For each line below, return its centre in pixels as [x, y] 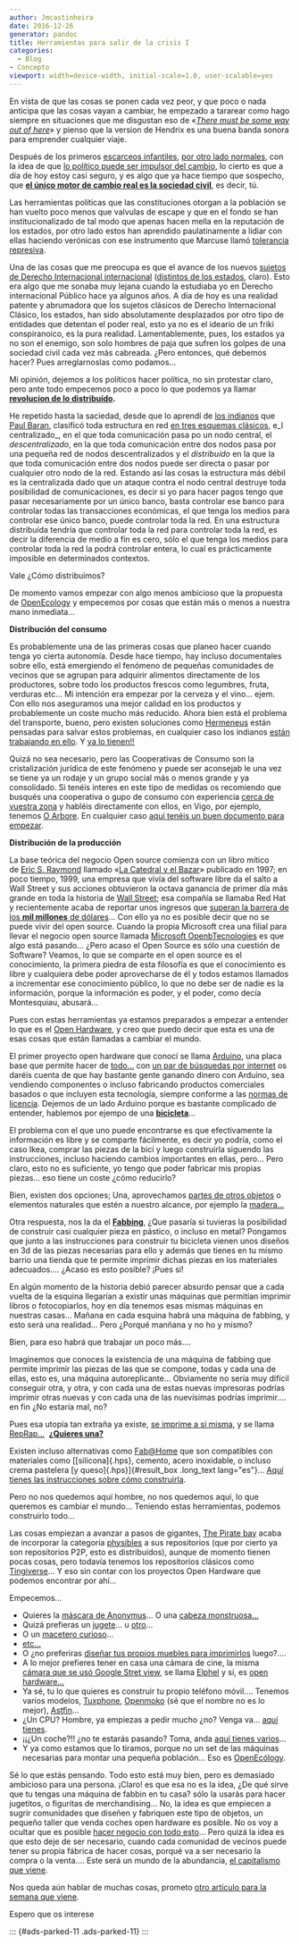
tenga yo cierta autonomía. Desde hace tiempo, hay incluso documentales [146, 656]
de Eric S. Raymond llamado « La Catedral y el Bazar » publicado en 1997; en [148, 869]
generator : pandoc [43, 34]
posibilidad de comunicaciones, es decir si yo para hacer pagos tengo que [146, 492]
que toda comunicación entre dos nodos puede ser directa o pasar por [139, 463]
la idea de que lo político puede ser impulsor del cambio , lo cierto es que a [146, 165]
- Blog [29, 59]
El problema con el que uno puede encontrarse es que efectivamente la [141, 1130]
